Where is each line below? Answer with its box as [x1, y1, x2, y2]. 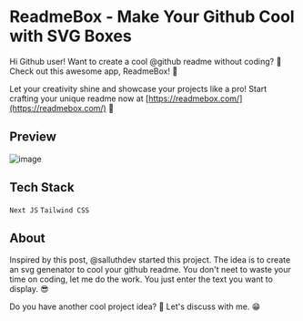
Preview [9, 129, 57, 145]
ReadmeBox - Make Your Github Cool [9, 6, 295, 27]
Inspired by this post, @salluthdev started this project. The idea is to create [9, 254, 291, 265]
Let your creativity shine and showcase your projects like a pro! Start [9, 83, 268, 94]
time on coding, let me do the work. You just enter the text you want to [9, 274, 273, 285]
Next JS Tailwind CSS [9, 205, 89, 215]
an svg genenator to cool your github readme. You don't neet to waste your [9, 264, 291, 275]
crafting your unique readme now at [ [9, 93, 149, 104]
